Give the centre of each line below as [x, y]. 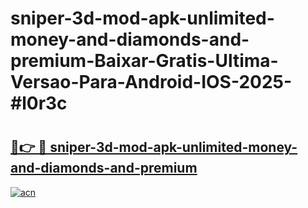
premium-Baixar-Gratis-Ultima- [144, 61]
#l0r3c [39, 103]
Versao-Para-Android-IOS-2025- [151, 82]
